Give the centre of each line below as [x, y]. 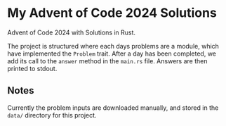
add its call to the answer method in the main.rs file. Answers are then [107, 61]
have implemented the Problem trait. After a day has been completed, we [112, 53]
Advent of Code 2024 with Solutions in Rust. [71, 32]
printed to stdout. [32, 68]
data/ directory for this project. [52, 115]
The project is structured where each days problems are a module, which [113, 46]
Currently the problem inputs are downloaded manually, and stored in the [113, 108]
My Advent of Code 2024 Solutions [112, 13]
